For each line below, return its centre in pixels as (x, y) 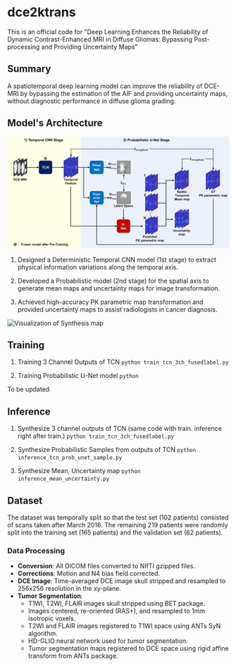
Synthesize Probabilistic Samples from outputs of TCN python (107, 450)
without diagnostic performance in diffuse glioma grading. (92, 101)
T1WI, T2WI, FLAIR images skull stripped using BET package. (117, 604)
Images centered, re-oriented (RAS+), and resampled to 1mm (117, 611)
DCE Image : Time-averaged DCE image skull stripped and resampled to (122, 581)
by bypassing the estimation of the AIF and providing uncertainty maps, (124, 93)
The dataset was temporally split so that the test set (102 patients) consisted (118, 517)
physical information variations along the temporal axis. (98, 267)
